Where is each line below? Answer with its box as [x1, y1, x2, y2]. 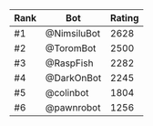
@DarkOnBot [45, 72, 102, 84]
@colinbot [45, 87, 89, 99]
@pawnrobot [45, 101, 101, 113]
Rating [110, 12, 139, 24]
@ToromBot [45, 42, 97, 54]
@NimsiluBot [45, 27, 101, 39]
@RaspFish [45, 57, 94, 69]
